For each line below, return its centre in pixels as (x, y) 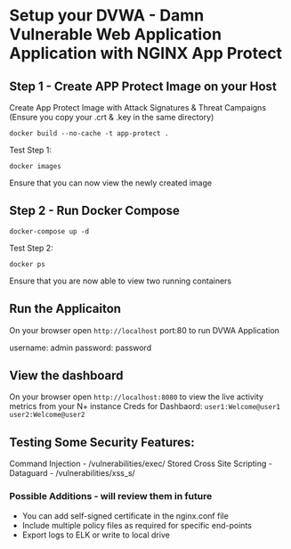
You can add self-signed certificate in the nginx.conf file (125, 516)
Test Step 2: (31, 248)
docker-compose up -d (49, 231)
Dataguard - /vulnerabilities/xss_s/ (72, 473)
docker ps (28, 264)
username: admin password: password (81, 348)
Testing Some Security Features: (102, 442)
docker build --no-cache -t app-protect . (89, 134)
